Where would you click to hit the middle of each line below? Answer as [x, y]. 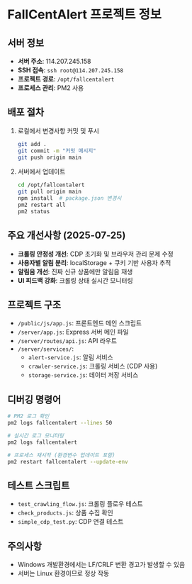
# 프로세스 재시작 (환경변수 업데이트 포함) [61, 455]
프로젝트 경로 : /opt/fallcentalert [66, 79]
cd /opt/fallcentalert [51, 185]
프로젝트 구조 [34, 305]
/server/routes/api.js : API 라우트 [67, 341]
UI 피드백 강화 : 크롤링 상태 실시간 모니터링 [75, 280]
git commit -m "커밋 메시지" [57, 151]
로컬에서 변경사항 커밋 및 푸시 [58, 130]
